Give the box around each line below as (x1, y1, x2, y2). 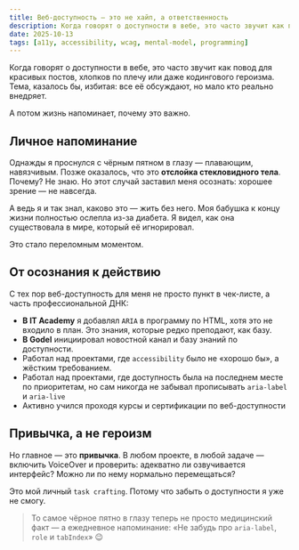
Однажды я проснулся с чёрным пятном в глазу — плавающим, (9, 158, 254, 168)
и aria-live (21, 391, 66, 401)
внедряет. (9, 91, 47, 101)
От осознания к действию (9, 264, 162, 280)
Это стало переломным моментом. (9, 239, 144, 250)
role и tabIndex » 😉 (30, 531, 104, 542)
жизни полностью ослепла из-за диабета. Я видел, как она (9, 213, 235, 223)
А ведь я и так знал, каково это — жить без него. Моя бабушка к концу (9, 203, 280, 214)
